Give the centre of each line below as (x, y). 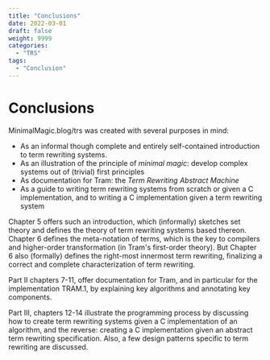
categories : (28, 46)
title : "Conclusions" (45, 16)
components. (30, 297)
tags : (17, 61)
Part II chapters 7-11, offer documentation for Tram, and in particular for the (133, 279)
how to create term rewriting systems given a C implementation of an (123, 321)
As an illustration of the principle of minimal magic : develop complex (134, 163)
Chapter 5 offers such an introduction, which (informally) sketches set (125, 221)
